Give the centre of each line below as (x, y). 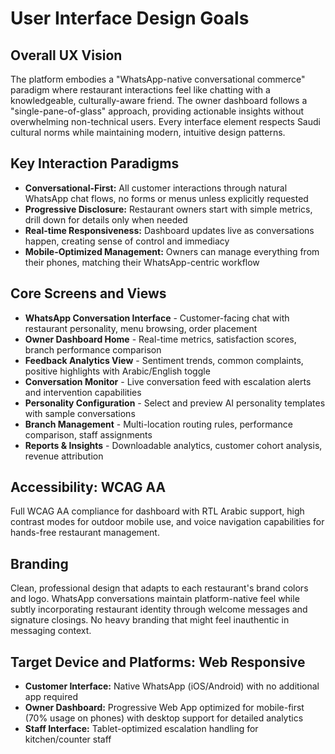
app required (51, 697)
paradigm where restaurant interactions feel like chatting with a (140, 90)
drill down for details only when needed (106, 219)
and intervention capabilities (83, 392)
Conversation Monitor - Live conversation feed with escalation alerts (168, 381)
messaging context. (51, 631)
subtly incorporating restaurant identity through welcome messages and (159, 609)
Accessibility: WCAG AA (88, 487)
